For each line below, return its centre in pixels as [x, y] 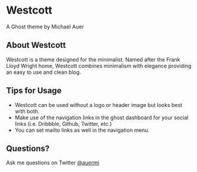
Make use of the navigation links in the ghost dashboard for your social [101, 117]
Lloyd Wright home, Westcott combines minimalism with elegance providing [99, 66]
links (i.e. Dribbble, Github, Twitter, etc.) [63, 124]
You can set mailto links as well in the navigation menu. [82, 130]
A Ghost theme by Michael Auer [45, 27]
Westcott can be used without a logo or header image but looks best [99, 105]
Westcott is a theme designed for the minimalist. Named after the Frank [93, 59]
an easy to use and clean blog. [44, 72]
